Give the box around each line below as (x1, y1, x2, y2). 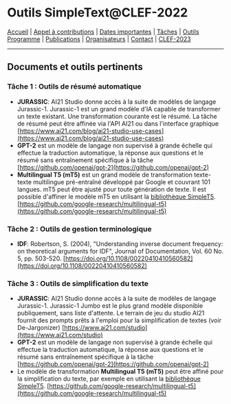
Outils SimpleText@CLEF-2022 (7, 5, 188, 21)
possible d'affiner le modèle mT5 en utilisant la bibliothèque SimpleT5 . (16, 192, 216, 201)
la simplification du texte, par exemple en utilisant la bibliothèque (16, 374, 201, 383)
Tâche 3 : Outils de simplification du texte (7, 278, 149, 288)
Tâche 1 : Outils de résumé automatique (7, 82, 142, 91)
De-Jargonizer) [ (16, 324, 65, 332)
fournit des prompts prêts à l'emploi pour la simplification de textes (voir (16, 316, 222, 324)
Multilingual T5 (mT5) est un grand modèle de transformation (16, 170, 192, 179)
